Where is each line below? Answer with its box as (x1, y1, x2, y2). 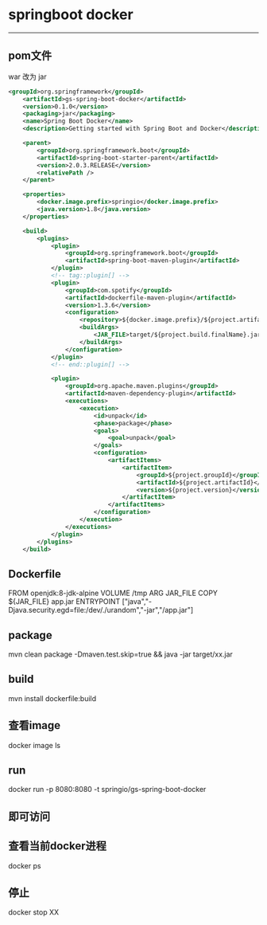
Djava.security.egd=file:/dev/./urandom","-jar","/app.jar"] (8, 606, 194, 615)
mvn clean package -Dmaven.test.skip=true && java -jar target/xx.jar (8, 649, 233, 659)
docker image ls (8, 740, 61, 750)
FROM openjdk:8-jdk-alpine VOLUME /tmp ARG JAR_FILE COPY (8, 588, 219, 598)
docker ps (8, 860, 41, 870)
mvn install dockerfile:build (8, 693, 97, 703)
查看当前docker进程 (8, 839, 107, 853)
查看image (8, 719, 61, 732)
